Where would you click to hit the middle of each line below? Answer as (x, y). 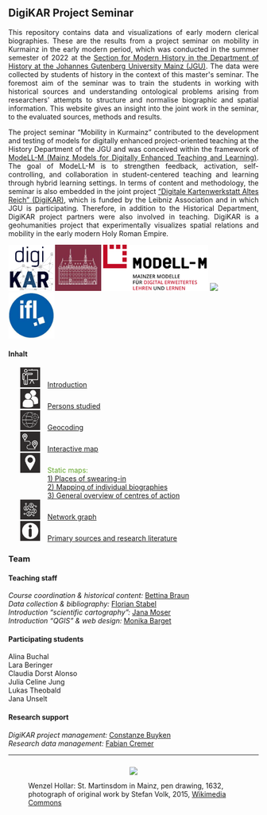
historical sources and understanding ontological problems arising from (133, 91)
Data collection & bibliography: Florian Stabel (83, 604)
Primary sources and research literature (112, 538)
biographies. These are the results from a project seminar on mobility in (133, 41)
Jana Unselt (28, 699)
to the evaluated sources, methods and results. (85, 116)
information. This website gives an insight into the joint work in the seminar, (133, 108)
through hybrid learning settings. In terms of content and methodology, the (133, 183)
